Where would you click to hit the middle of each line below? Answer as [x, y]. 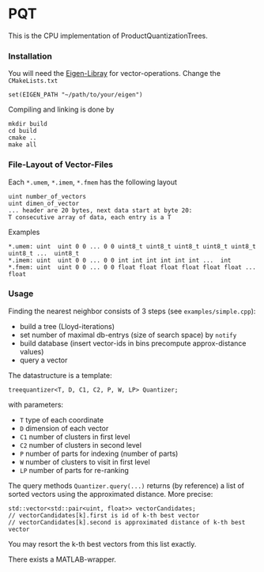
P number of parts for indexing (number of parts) [99, 453]
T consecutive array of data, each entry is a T [90, 217]
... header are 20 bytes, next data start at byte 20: [100, 210]
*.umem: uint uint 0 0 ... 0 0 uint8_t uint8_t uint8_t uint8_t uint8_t [132, 246]
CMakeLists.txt [33, 81]
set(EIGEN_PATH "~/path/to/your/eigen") [76, 95]
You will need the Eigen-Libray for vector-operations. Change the [115, 74]
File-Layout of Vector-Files [60, 165]
